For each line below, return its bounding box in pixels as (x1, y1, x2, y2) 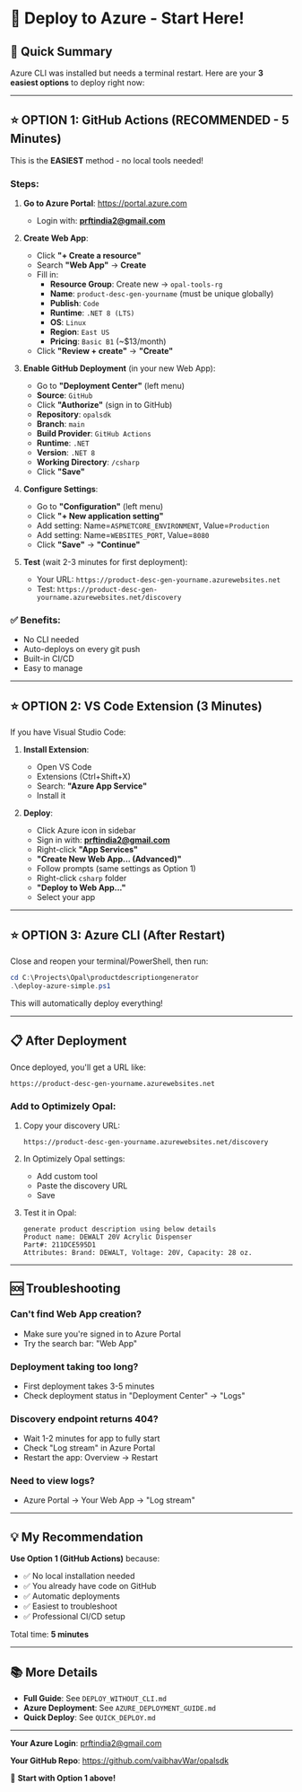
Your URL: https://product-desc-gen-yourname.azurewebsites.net (36, 574, 281, 585)
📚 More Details (10, 1664, 98, 1680)
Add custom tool (36, 1170, 98, 1181)
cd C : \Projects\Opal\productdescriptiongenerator (10, 974, 200, 983)
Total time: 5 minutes (10, 1629, 89, 1640)
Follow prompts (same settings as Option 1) (36, 863, 196, 874)
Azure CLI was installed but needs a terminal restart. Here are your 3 (10, 67, 263, 78)
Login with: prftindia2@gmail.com (36, 216, 166, 226)
